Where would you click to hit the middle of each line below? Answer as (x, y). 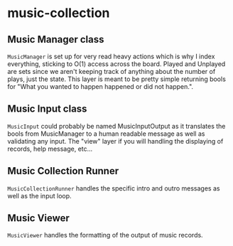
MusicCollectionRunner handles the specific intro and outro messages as (114, 188)
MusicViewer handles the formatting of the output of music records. (105, 235)
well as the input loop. (40, 196)
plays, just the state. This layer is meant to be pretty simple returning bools (116, 79)
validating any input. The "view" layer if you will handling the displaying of (115, 141)
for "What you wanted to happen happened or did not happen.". (101, 86)
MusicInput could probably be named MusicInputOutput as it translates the (116, 126)
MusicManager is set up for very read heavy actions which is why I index (111, 56)
